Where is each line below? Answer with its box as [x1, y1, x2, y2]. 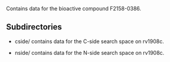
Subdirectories [6, 22, 62, 32]
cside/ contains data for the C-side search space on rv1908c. [14, 38, 164, 45]
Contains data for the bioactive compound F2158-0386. [6, 5, 142, 12]
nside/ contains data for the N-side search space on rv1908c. [14, 49, 165, 56]
